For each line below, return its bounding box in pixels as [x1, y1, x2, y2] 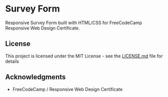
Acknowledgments [5, 73, 66, 81]
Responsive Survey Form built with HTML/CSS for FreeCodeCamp [5, 20, 142, 26]
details [5, 58, 19, 64]
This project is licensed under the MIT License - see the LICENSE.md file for [5, 53, 163, 59]
